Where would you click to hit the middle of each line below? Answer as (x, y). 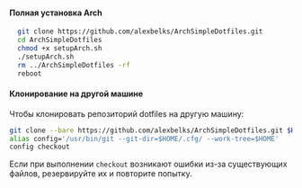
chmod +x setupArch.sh (60, 48)
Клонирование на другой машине (76, 94)
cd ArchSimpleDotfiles (60, 40)
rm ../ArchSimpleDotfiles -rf (74, 65)
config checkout (40, 147)
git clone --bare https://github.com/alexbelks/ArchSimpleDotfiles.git (146, 130)
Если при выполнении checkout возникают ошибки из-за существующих (148, 164)
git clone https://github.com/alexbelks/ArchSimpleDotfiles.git (140, 31)
